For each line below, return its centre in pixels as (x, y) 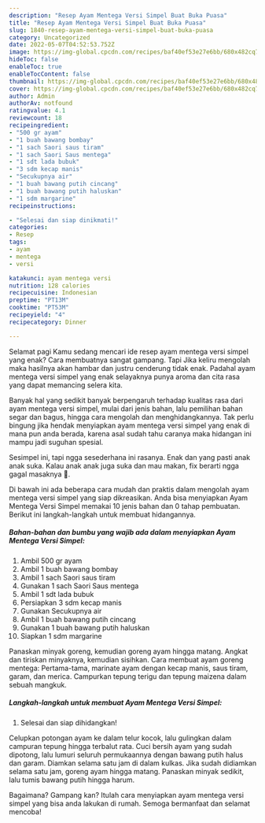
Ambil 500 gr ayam (51, 561)
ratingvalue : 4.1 (37, 111)
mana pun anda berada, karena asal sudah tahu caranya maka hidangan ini (131, 433)
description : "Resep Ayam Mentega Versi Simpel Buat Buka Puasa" (118, 15)
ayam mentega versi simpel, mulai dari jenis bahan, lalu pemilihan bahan (126, 408)
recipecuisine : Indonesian (53, 293)
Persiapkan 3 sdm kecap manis (71, 602)
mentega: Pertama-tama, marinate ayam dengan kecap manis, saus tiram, (129, 668)
